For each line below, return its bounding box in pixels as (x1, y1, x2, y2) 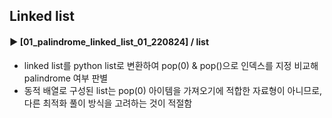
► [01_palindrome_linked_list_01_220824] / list (9, 35, 210, 48)
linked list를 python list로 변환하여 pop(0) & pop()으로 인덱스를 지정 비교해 (23, 59, 319, 71)
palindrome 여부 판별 (23, 72, 109, 84)
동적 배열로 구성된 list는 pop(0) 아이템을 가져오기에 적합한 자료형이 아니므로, (23, 84, 323, 96)
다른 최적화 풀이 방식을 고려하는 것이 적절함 (23, 97, 193, 109)
